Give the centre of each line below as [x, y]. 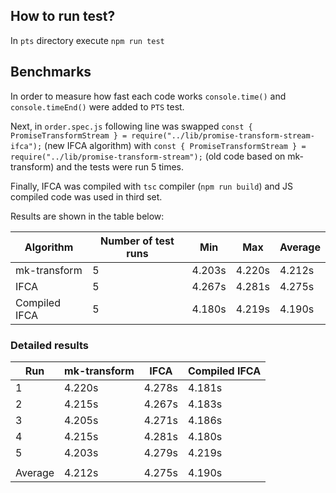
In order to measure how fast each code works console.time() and [148, 96]
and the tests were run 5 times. [120, 166]
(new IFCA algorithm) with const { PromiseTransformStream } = [175, 145]
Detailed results [49, 345]
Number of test [137, 241]
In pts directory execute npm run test [87, 40]
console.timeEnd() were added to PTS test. [97, 106]
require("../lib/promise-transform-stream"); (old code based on [148, 156]
